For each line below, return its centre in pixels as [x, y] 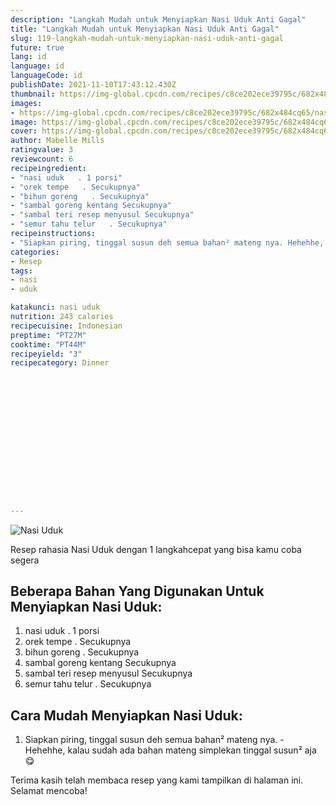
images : [26, 103]
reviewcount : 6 [42, 159]
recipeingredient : [48, 168]
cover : [24, 131]
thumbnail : [33, 94]
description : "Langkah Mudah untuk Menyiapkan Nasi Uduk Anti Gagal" [158, 19]
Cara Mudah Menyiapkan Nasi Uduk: [126, 715]
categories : [35, 252]
